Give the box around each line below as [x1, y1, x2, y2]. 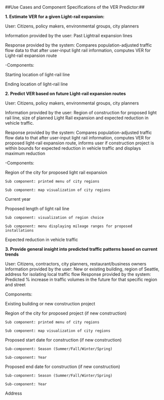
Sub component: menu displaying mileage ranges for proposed [5, 224, 133, 229]
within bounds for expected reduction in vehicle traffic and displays [5, 145, 141, 151]
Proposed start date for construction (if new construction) [5, 337, 122, 343]
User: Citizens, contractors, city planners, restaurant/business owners [5, 261, 147, 267]
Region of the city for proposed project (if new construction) [5, 310, 127, 316]
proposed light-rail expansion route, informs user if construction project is [5, 140, 154, 146]
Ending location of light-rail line [5, 81, 68, 87]
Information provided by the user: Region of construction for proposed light [5, 110, 157, 115]
